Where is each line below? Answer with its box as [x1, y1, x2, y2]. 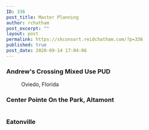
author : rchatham [6, 20, 50, 26]
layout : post [6, 31, 39, 37]
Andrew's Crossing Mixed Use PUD [6, 67, 111, 75]
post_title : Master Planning [6, 14, 79, 20]
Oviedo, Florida [21, 81, 59, 88]
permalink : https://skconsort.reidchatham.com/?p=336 [6, 36, 144, 42]
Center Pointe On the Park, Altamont [6, 95, 114, 104]
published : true [6, 42, 47, 48]
